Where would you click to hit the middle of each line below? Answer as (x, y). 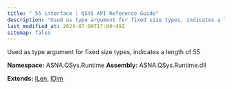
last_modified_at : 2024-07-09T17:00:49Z (66, 26)
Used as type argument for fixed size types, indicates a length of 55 (104, 52)
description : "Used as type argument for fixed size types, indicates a (114, 20)
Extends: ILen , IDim (35, 79)
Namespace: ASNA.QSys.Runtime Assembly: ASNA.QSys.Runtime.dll (107, 65)
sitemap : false (29, 33)
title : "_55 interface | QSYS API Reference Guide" (83, 13)
